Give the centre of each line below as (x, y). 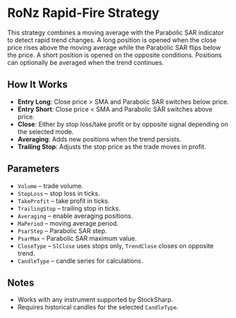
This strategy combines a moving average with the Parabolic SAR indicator (116, 32)
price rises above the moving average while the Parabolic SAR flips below (114, 47)
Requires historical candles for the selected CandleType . (98, 307)
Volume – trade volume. (50, 185)
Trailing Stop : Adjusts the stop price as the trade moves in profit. (112, 147)
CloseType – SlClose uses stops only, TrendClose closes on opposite (115, 245)
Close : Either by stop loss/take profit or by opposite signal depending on (123, 124)
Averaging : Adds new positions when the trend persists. (99, 139)
